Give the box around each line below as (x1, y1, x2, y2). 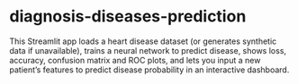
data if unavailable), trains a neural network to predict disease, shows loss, (9, 45, 286, 55)
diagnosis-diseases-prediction (9, 6, 247, 27)
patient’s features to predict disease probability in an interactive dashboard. (9, 64, 290, 75)
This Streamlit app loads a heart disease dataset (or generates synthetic (9, 36, 277, 46)
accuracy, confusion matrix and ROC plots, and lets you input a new (9, 55, 261, 65)
